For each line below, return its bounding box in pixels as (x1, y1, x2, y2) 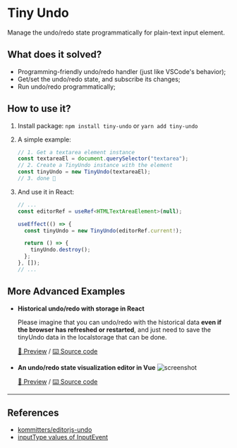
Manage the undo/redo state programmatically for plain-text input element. (7, 28, 226, 37)
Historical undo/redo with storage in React (17, 304, 145, 313)
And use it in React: (17, 187, 75, 196)
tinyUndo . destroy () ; (30, 247, 91, 254)
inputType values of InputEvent (17, 433, 108, 442)
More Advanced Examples (7, 285, 126, 297)
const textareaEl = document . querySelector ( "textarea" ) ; (17, 155, 189, 163)
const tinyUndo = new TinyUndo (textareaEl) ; (17, 168, 151, 175)
